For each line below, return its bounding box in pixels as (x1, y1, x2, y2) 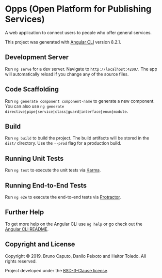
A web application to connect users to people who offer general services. (5, 30, 152, 35)
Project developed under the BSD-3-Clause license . (5, 267, 109, 273)
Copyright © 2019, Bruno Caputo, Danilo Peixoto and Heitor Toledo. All (5, 253, 146, 259)
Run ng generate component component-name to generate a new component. (5, 98, 155, 104)
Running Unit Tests (5, 154, 64, 163)
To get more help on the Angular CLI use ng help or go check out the (5, 221, 143, 227)
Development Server (5, 53, 69, 62)
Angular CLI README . (5, 226, 49, 232)
